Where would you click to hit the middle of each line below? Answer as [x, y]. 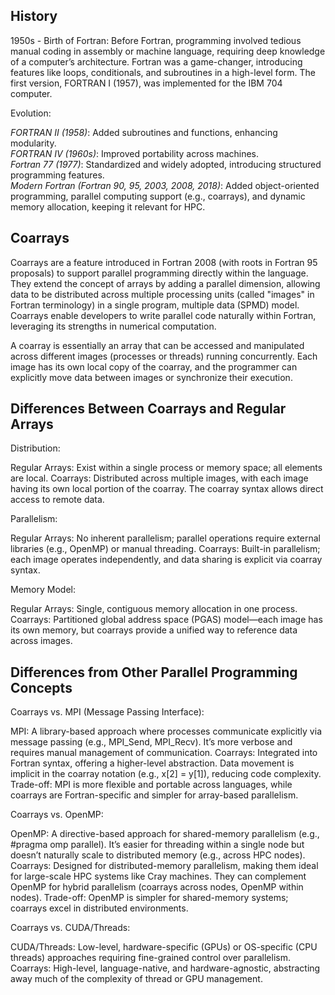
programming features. [57, 175]
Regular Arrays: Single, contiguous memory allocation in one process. [154, 609]
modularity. [33, 143]
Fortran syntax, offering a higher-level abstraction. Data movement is [152, 763]
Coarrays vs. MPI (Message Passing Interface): [107, 712]
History [34, 16]
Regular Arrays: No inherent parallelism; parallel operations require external [165, 538]
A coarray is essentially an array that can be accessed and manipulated [157, 345]
